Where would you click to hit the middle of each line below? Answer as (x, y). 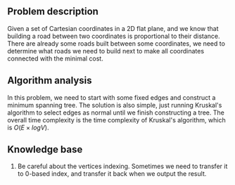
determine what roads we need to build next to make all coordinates (106, 51)
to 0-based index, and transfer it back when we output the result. (112, 174)
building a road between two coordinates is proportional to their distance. (114, 36)
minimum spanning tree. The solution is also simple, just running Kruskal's (115, 105)
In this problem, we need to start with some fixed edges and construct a (112, 97)
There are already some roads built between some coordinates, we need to (116, 43)
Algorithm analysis (50, 81)
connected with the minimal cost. (55, 58)
